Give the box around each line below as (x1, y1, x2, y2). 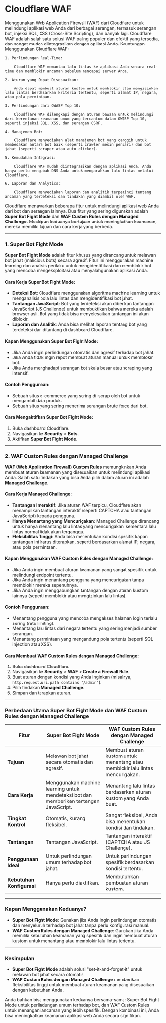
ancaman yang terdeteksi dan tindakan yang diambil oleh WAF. (5, 194, 136, 199)
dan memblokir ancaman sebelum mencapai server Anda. (16, 68, 129, 74)
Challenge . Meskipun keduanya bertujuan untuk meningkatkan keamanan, (5, 219, 157, 224)
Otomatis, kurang (45, 815, 86, 822)
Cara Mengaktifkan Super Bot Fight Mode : (5, 414, 94, 420)
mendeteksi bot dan (45, 792, 92, 799)
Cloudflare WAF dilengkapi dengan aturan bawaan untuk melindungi (14, 112, 154, 117)
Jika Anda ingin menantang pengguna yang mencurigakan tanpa (12, 577, 144, 583)
